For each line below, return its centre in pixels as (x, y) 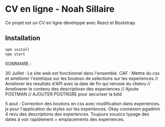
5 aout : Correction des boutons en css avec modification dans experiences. (83, 103)
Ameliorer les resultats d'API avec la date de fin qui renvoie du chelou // (78, 83)
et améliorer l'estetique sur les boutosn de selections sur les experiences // (82, 78)
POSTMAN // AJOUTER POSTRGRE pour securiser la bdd (63, 94)
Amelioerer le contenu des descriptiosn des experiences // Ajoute (72, 89)
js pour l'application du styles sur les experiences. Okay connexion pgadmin (83, 109)
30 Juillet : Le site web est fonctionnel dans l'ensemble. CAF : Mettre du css (82, 73)
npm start (15, 54)
